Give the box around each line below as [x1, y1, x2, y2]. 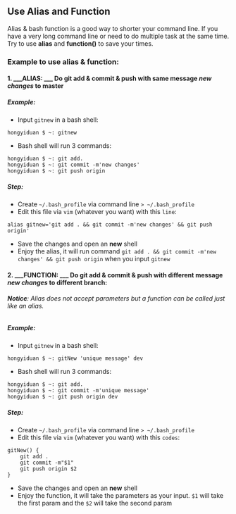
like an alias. [7, 302, 44, 311]
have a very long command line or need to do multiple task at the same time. [7, 32, 230, 40]
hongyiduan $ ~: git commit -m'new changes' [7, 161, 140, 168]
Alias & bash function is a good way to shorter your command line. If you [7, 24, 218, 32]
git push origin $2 [20, 465, 77, 472]
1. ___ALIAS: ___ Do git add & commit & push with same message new [7, 74, 212, 83]
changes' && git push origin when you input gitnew [17, 255, 170, 263]
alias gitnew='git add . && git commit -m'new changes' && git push [7, 221, 213, 228]
